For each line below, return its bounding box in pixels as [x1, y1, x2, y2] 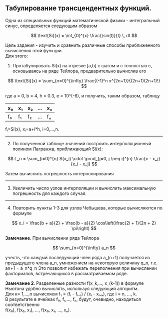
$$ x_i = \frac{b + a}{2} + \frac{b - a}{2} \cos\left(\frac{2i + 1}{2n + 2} [11, 220, 156, 226]
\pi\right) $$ [71, 225, 96, 231]
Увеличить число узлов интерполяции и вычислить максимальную [12, 185, 156, 191]
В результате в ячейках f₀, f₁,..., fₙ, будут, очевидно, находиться [5, 296, 141, 302]
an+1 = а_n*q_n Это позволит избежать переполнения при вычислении [5, 265, 157, 271]
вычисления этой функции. [5, 47, 63, 53]
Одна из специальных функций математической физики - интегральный [5, 17, 160, 23]
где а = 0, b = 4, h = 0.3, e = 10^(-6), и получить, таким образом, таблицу [5, 92, 160, 98]
